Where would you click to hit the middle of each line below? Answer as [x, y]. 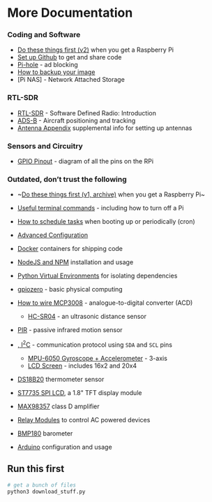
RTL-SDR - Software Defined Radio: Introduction [87, 113]
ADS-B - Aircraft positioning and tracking [76, 120]
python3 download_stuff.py [46, 492]
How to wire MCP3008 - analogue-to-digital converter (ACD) [105, 303]
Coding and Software [44, 35]
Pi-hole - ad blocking [47, 65]
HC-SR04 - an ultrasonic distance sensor [87, 317]
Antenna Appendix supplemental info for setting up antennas [105, 128]
